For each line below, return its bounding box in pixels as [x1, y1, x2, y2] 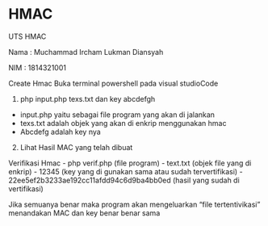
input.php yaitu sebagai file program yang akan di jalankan [19, 110, 216, 119]
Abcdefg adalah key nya [19, 127, 101, 136]
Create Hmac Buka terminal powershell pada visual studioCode [8, 78, 219, 88]
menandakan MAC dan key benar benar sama [8, 207, 161, 218]
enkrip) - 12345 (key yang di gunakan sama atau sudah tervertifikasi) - [8, 166, 244, 176]
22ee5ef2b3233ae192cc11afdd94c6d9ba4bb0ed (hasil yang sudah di [8, 175, 240, 185]
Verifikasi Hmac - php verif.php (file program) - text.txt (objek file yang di [8, 158, 252, 168]
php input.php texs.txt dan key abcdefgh [19, 94, 156, 103]
